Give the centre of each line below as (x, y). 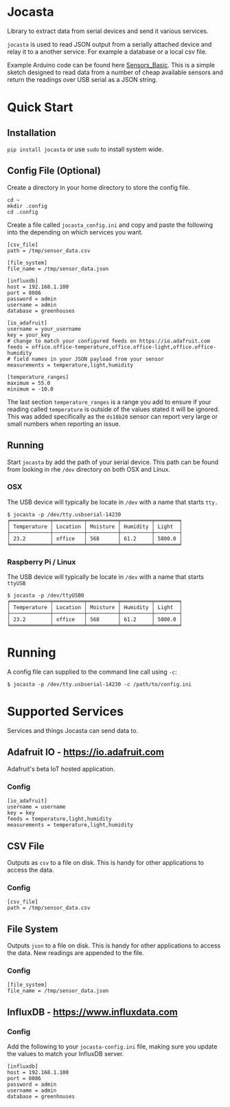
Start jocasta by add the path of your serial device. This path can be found (113, 462)
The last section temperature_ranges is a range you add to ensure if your (109, 402)
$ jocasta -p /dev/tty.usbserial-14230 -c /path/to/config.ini (100, 685)
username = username (37, 807)
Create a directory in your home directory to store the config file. (99, 187)
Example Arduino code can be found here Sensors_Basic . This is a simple (111, 65)
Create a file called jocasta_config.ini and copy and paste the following (110, 225)
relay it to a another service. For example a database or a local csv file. (107, 52)
